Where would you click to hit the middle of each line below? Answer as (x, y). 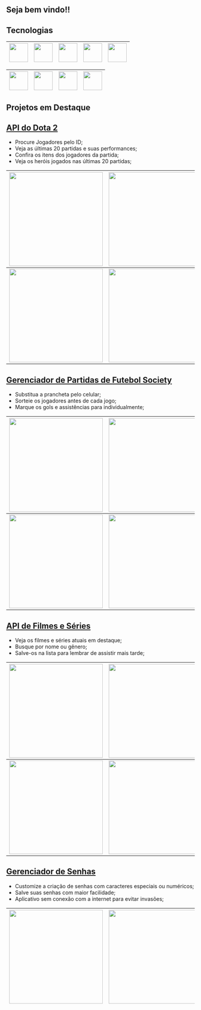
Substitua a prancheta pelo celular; (58, 395)
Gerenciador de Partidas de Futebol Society (89, 380)
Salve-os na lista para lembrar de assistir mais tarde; (80, 653)
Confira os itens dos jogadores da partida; (67, 155)
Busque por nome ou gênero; (51, 647)
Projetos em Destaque (48, 107)
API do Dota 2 (32, 127)
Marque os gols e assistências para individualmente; (80, 407)
